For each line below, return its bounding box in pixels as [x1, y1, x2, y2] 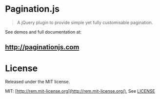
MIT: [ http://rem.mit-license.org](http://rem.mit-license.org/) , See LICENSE [5, 88, 155, 94]
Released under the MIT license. [5, 79, 70, 85]
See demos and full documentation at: [5, 29, 82, 35]
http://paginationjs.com [5, 43, 80, 52]
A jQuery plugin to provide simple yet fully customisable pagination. [17, 20, 153, 25]
